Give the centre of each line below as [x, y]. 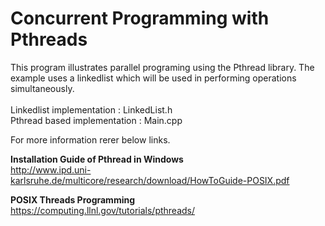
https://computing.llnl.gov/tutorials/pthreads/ [103, 210]
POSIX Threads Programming [73, 199]
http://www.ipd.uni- [51, 169]
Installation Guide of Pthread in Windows [97, 159]
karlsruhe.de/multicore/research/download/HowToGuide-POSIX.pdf [150, 180]
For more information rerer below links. [90, 139]
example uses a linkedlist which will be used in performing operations [153, 78]
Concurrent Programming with [140, 18]
